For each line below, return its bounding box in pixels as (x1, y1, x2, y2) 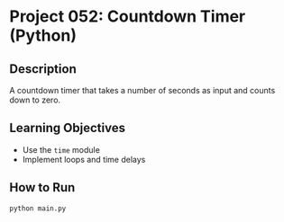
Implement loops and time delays (22, 154, 146, 164)
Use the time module (22, 144, 101, 155)
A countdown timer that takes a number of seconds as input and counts (9, 85, 276, 95)
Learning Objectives (9, 120, 126, 136)
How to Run (9, 180, 76, 195)
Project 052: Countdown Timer (9, 6, 246, 27)
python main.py (9, 204, 67, 213)
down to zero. (9, 94, 61, 105)
